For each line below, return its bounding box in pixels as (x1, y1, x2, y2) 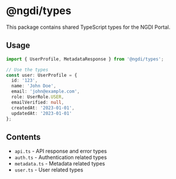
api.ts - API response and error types (14, 148, 107, 155)
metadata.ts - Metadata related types (14, 160, 106, 167)
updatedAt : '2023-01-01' (11, 110, 72, 116)
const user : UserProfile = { (6, 72, 77, 78)
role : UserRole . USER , (11, 94, 65, 100)
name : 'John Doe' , (11, 83, 57, 89)
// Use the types (6, 66, 49, 73)
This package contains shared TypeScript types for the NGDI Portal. (6, 23, 171, 31)
